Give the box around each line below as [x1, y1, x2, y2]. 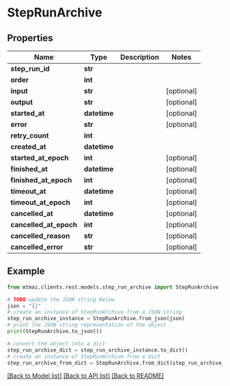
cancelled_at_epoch [10, 220, 77, 229]
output [10, 97, 33, 107]
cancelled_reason [10, 231, 71, 241]
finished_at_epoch [10, 176, 73, 184]
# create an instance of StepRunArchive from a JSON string [7, 309, 183, 316]
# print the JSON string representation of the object [7, 322, 167, 328]
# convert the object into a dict [7, 340, 106, 347]
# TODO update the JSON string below [7, 296, 115, 303]
